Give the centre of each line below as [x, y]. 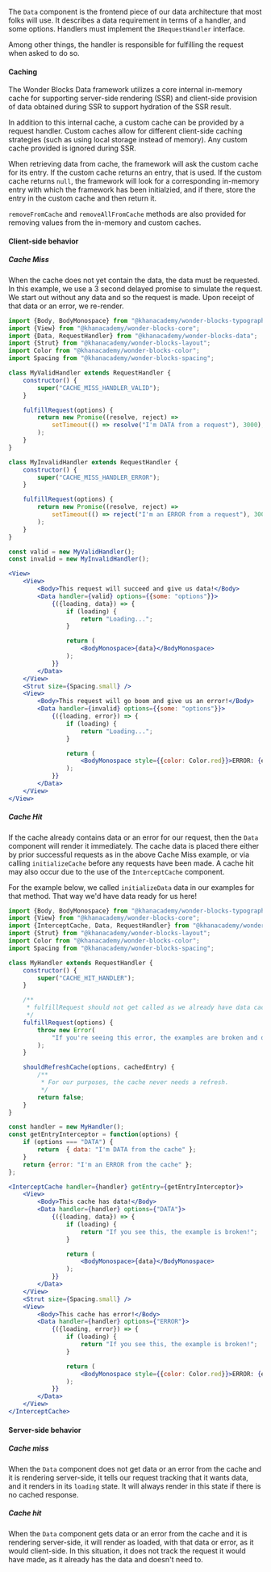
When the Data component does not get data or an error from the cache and [135, 1468]
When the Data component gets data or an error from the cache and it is [128, 1533]
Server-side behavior [45, 1430]
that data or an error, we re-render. [66, 306]
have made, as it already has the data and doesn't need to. [106, 1559]
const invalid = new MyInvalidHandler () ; [79, 559]
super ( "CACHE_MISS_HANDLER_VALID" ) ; [99, 388]
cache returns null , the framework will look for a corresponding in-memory [134, 181]
